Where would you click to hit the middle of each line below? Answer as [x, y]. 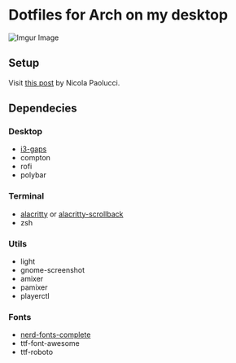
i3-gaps [33, 149]
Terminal [26, 196]
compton [35, 158]
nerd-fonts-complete [55, 335]
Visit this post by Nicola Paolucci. [64, 82]
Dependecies [43, 109]
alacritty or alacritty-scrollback [72, 214]
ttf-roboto [37, 352]
